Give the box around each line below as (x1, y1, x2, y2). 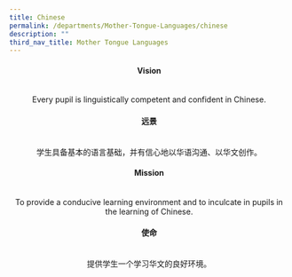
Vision (137, 65, 162, 75)
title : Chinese (9, 12, 66, 22)
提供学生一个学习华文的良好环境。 (87, 258, 211, 269)
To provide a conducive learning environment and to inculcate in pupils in (14, 196, 284, 207)
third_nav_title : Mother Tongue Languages (9, 37, 169, 47)
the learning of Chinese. (105, 206, 193, 217)
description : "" (9, 29, 69, 38)
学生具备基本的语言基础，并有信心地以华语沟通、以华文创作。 (36, 146, 262, 157)
